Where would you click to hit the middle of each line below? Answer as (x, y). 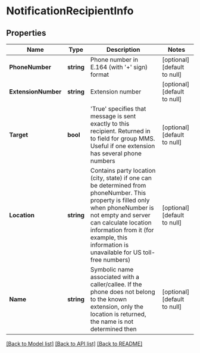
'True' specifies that (118, 109)
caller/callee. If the (116, 284)
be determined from (118, 185)
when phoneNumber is (122, 208)
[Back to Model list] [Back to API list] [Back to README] (74, 344)
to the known (108, 299)
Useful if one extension (123, 146)
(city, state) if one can (121, 178)
